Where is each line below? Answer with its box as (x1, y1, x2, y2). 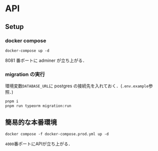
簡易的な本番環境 (5, 118, 57, 126)
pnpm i (5, 99, 19, 104)
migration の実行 (5, 71, 45, 77)
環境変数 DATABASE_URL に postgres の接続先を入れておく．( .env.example (5, 83, 149, 89)
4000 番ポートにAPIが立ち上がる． (5, 141, 73, 147)
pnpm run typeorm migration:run (5, 103, 71, 108)
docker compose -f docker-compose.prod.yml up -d (5, 131, 109, 136)
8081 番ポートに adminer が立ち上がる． (5, 57, 87, 63)
